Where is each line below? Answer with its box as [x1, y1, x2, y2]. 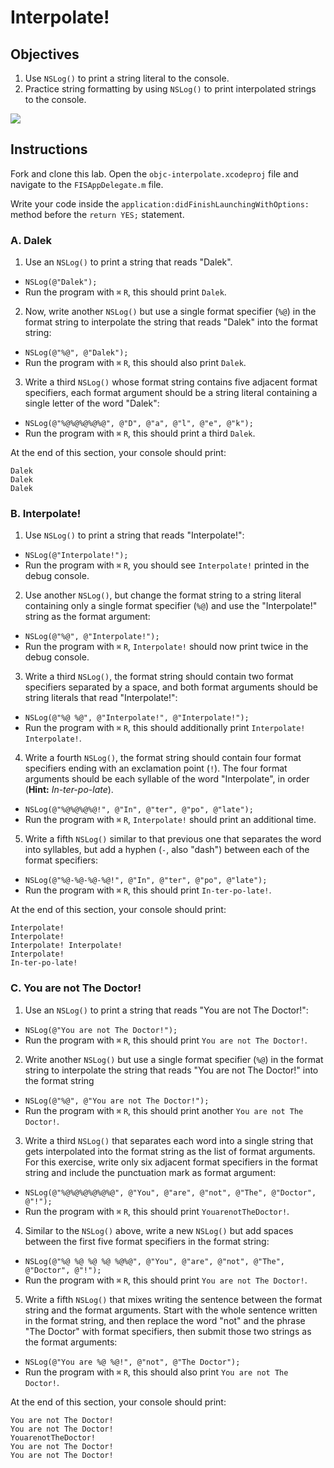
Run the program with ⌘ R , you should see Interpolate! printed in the [24, 559, 310, 571]
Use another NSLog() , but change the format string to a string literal [24, 589, 302, 601]
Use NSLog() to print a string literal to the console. [24, 72, 230, 84]
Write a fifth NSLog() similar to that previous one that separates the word [24, 833, 322, 845]
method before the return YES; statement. [10, 208, 185, 220]
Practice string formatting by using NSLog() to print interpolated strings [24, 83, 317, 95]
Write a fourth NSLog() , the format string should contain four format [24, 752, 302, 764]
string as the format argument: [24, 611, 151, 623]
